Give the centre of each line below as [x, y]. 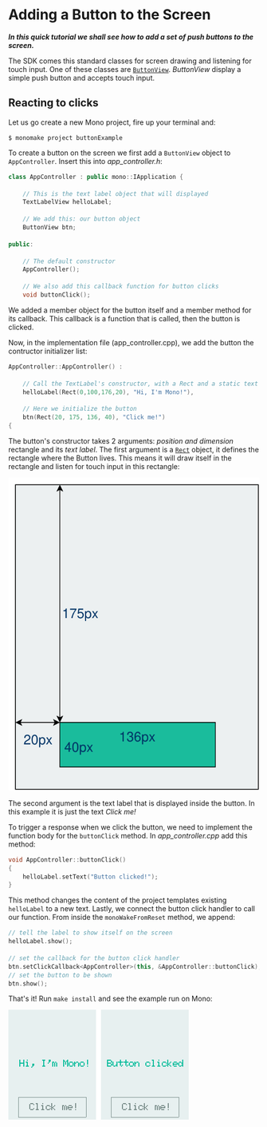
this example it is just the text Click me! [73, 811]
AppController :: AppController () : [66, 366]
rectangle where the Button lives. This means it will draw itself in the [120, 458]
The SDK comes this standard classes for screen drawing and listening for [130, 61]
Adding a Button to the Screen [110, 15]
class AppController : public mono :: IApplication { [96, 177]
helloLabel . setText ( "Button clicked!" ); [90, 877]
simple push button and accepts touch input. [82, 78]
